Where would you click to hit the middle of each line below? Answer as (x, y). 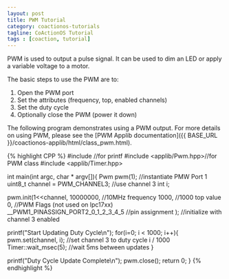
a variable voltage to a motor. (48, 66)
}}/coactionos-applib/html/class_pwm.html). (69, 143)
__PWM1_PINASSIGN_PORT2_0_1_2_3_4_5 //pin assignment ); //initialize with (115, 212)
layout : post (26, 13)
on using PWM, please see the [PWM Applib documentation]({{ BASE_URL (112, 136)
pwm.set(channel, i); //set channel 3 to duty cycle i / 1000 (89, 240)
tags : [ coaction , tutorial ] (49, 39)
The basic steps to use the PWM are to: (63, 79)
